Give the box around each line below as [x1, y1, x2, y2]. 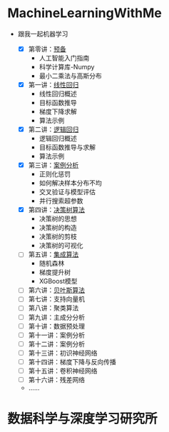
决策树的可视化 [39, 241, 83, 250]
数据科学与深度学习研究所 [7, 411, 158, 427]
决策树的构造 [39, 223, 77, 232]
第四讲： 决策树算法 [28, 206, 86, 214]
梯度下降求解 [39, 107, 77, 116]
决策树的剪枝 [39, 232, 77, 241]
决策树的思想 [39, 214, 77, 223]
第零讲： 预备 [28, 44, 66, 53]
